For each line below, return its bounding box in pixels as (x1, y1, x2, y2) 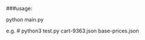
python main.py (6, 16, 44, 23)
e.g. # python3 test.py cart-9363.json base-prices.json (6, 27, 139, 34)
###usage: (6, 5, 32, 12)
